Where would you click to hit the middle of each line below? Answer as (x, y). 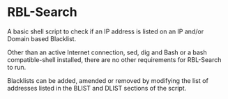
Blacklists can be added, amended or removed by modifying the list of (108, 80)
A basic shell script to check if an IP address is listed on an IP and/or (106, 31)
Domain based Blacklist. (42, 38)
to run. (17, 67)
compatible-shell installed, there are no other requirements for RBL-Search (114, 59)
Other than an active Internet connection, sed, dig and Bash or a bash (107, 52)
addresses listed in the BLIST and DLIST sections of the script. (97, 88)
